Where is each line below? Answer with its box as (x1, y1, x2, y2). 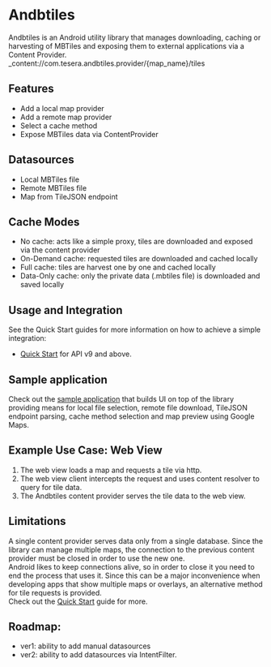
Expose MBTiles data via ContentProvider (19, 129, 159, 139)
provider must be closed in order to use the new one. (8, 553, 185, 563)
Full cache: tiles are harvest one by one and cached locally (19, 262, 216, 273)
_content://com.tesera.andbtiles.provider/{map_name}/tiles (8, 58, 205, 68)
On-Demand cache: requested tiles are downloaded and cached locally (19, 254, 258, 264)
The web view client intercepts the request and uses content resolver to (19, 473, 260, 484)
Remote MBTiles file (19, 183, 87, 192)
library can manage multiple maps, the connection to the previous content (8, 544, 255, 554)
